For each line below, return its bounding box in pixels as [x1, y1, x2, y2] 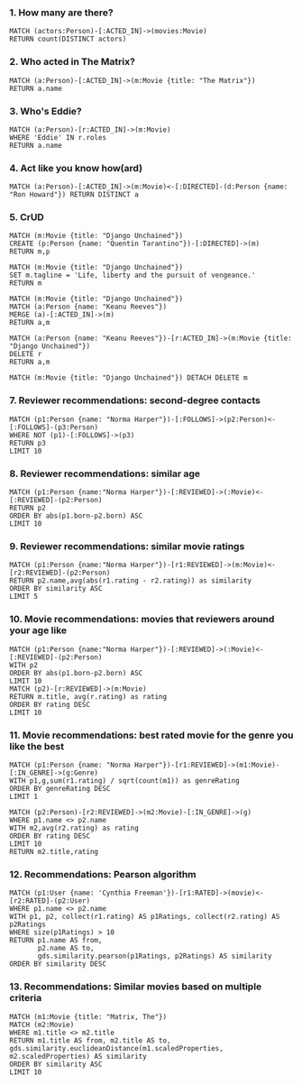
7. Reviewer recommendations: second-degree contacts [9, 394, 261, 407]
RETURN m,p [9, 247, 50, 256]
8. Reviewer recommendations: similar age [9, 467, 201, 480]
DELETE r [9, 350, 42, 359]
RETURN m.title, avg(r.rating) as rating [9, 692, 168, 701]
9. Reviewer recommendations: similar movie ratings [9, 540, 245, 552]
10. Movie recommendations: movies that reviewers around [9, 613, 275, 626]
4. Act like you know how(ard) [9, 161, 142, 174]
